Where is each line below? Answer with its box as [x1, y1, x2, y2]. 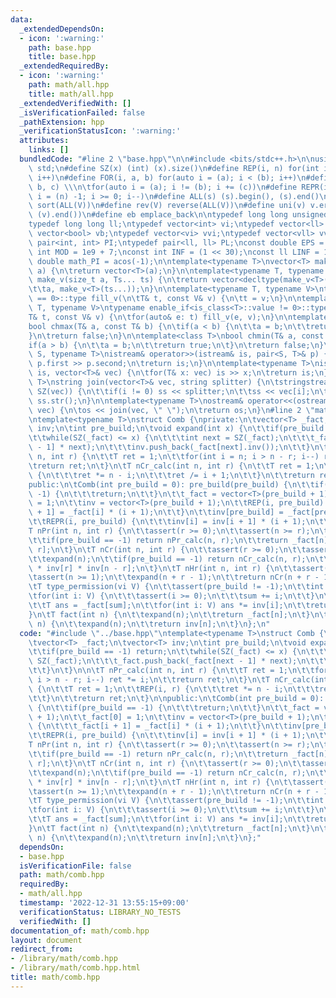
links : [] [28, 145, 70, 155]
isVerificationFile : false [19, 861, 132, 871]
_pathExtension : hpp [19, 117, 105, 127]
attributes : [19, 136, 70, 146]
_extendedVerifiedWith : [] [19, 98, 132, 108]
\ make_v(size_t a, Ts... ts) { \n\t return [28, 275, 208, 285]
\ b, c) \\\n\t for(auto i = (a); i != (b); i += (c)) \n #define [28, 182, 298, 192]
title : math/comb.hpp [10, 972, 101, 982]
